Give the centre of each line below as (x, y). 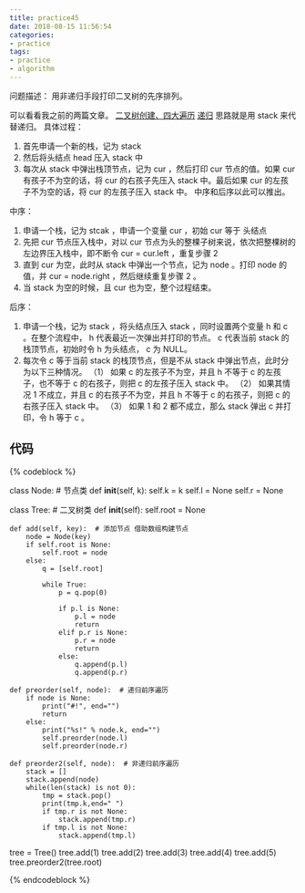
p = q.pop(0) (82, 592)
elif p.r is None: (93, 632)
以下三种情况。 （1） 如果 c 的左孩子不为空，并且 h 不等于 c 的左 (152, 371)
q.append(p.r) (101, 672)
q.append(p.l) (101, 664)
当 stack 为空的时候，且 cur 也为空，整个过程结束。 (119, 287)
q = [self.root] (73, 568)
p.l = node (95, 617)
